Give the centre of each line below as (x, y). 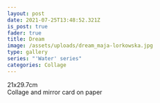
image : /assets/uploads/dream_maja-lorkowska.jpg (80, 46)
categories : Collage (37, 65)
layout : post (26, 13)
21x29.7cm (23, 84)
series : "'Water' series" (44, 59)
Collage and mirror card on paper (55, 92)
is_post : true (28, 26)
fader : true (24, 33)
